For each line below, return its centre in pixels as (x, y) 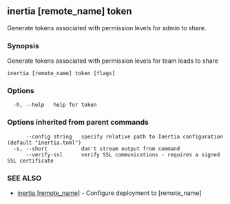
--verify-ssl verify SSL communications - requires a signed (123, 154)
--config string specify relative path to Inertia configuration (124, 136)
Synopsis (23, 45)
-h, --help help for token (55, 105)
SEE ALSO (24, 178)
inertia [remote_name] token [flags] (61, 74)
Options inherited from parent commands (78, 122)
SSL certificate (30, 161)
